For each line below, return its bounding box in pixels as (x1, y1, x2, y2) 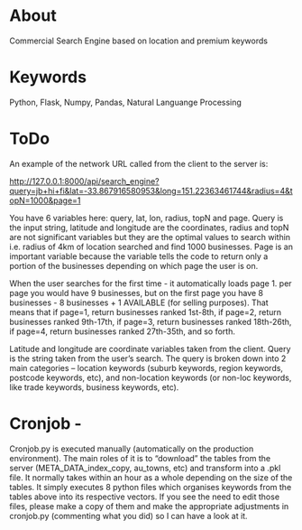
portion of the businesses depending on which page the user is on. (9, 260, 259, 271)
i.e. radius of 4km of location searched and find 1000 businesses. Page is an (9, 241, 293, 252)
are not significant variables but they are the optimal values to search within (9, 231, 291, 242)
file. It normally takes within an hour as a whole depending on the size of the (9, 471, 293, 483)
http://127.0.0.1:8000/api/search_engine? (9, 175, 160, 186)
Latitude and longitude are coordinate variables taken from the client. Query (9, 343, 291, 354)
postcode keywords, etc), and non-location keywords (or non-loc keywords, (9, 372, 292, 383)
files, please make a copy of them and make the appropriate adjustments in (9, 500, 289, 511)
